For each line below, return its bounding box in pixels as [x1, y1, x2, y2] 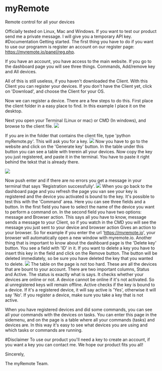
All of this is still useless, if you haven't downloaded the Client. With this [5, 78, 148, 84]
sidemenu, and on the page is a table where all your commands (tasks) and [5, 317, 155, 323]
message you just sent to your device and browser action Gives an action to [5, 224, 156, 230]
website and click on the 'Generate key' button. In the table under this [5, 144, 144, 149]
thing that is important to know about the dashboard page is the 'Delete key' [5, 240, 157, 245]
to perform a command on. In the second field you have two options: [5, 209, 142, 215]
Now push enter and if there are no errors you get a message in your [5, 177, 142, 183]
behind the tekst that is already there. [5, 159, 80, 165]
